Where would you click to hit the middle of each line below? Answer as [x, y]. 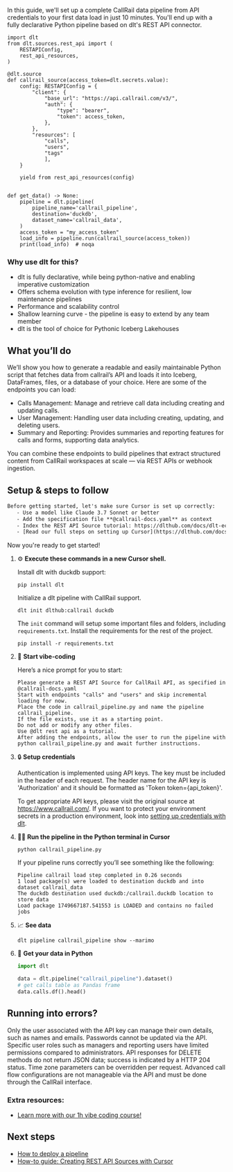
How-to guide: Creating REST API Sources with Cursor [95, 1161]
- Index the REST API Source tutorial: [74, 525]
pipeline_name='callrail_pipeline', [85, 208]
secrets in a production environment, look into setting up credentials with [121, 816]
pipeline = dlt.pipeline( [57, 202]
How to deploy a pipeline [53, 1153]
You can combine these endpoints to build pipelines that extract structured [114, 453]
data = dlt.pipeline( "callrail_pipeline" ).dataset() [95, 979]
